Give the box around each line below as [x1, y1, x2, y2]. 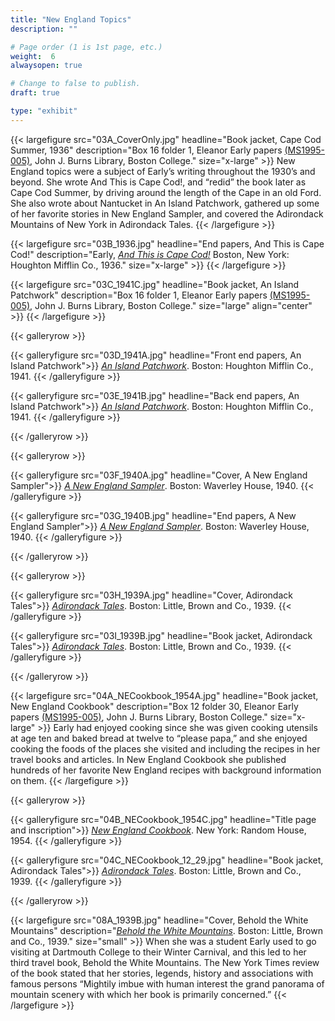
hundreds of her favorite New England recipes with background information [10, 764, 322, 776]
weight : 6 [10, 51, 56, 61]
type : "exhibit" [10, 106, 78, 116]
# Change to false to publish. [10, 79, 141, 89]
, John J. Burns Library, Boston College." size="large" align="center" [29, 299, 313, 311]
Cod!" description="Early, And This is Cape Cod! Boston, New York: [10, 248, 290, 260]
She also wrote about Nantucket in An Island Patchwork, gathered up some [10, 197, 320, 209]
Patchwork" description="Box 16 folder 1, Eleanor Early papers [10, 289, 268, 301]
